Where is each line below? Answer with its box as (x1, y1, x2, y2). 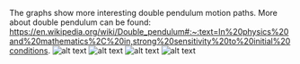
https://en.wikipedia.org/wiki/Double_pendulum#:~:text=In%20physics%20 (9, 27, 289, 36)
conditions (9, 45, 49, 56)
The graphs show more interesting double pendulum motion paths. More (9, 8, 278, 18)
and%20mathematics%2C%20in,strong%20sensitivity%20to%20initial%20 (9, 36, 291, 46)
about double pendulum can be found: (9, 17, 151, 28)
